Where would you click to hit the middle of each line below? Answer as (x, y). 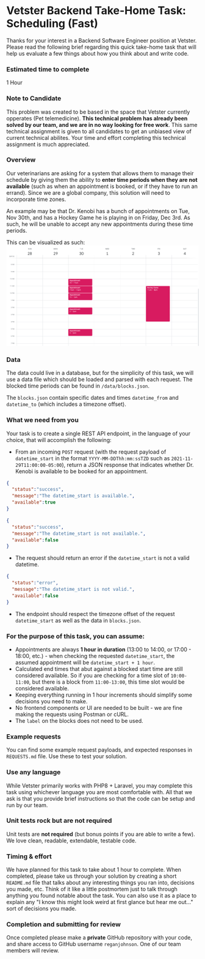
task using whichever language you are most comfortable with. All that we (99, 792)
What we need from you (43, 420)
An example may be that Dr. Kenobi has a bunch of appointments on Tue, (98, 211)
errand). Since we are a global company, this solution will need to (88, 192)
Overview (21, 160)
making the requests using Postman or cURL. (72, 714)
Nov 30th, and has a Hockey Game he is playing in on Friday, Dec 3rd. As (98, 217)
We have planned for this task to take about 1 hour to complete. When (94, 870)
